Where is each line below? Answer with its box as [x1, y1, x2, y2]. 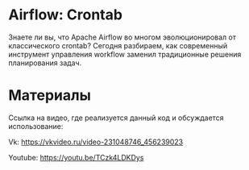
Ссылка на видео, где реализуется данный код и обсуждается [8, 113, 224, 122]
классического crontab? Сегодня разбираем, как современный [8, 40, 228, 50]
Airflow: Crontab [8, 6, 123, 24]
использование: [8, 121, 64, 131]
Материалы [8, 86, 91, 105]
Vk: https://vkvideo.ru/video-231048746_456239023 [8, 137, 184, 147]
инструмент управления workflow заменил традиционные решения [8, 49, 242, 59]
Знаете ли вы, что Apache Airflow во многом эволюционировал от [8, 32, 236, 42]
